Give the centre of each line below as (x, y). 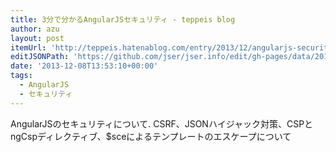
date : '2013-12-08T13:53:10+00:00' (84, 66)
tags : (21, 76)
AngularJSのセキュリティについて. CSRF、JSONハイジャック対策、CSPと (162, 123)
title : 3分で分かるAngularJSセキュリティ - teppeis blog (123, 19)
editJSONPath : (40, 57)
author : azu (35, 29)
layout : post (37, 38)
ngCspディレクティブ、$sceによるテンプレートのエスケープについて (151, 136)
